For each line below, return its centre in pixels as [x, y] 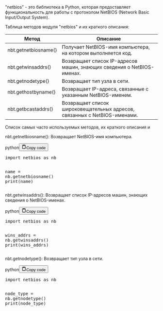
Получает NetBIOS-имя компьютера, [106, 47]
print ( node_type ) [25, 303]
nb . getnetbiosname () [30, 176]
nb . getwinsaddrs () [27, 240]
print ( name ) [19, 181]
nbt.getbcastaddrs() [30, 109]
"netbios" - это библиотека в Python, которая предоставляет [68, 7]
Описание [109, 39]
